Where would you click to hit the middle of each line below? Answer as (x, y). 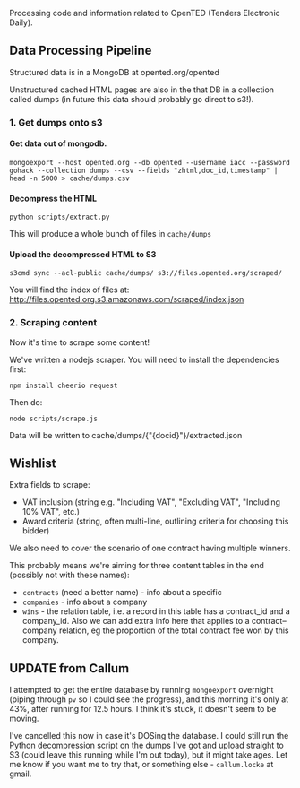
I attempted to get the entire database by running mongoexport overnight (141, 690)
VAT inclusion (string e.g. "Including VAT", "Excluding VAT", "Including (151, 502)
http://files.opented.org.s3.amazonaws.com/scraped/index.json (127, 299)
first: (18, 369)
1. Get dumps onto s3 (56, 122)
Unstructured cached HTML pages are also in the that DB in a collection (142, 90)
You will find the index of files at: (69, 290)
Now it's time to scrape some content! (80, 342)
